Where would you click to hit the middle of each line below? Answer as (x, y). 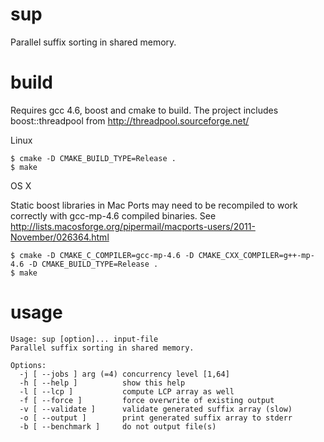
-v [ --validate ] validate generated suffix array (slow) (156, 409)
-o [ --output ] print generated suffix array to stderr (156, 418)
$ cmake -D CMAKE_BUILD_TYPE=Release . (93, 158)
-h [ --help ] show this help (102, 383)
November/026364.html (60, 237)
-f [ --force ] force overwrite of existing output (147, 400)
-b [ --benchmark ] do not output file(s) (118, 426)
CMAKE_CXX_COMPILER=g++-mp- (256, 255)
